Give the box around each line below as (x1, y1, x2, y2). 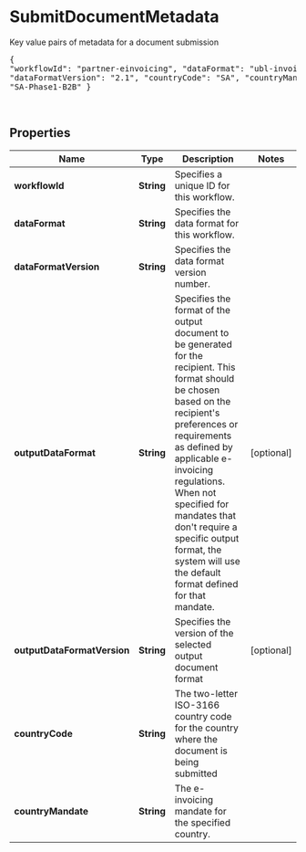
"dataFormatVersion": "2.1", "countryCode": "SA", (9, 72, 240, 83)
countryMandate (14, 805, 89, 817)
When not (174, 486, 217, 499)
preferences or (174, 417, 239, 430)
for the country (174, 721, 239, 734)
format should (174, 372, 235, 384)
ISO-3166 (174, 699, 220, 711)
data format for (174, 216, 240, 229)
